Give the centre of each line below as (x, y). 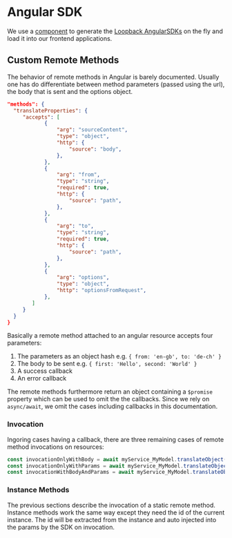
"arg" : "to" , (75, 226)
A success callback (45, 371)
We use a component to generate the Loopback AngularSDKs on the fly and (115, 31)
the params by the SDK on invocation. (61, 527)
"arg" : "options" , (83, 278)
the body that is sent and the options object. (70, 91)
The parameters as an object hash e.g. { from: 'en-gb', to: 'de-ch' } (119, 356)
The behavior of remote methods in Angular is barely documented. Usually (113, 77)
